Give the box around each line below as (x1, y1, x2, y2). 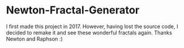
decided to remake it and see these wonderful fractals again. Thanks (6, 29, 172, 36)
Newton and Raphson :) (6, 35, 63, 42)
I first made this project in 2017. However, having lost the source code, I (6, 23, 179, 30)
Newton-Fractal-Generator (6, 4, 139, 17)
